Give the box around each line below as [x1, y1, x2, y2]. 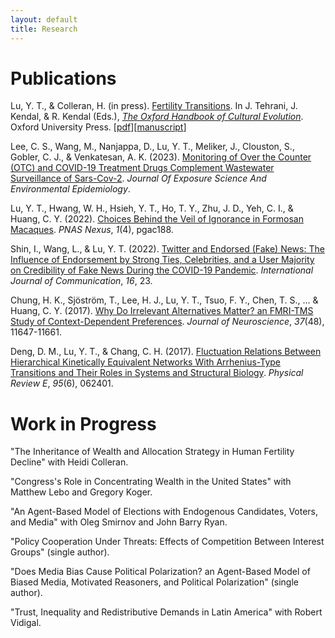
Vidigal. [10, 617, 42, 629]
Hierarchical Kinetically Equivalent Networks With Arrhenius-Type [10, 356, 282, 368]
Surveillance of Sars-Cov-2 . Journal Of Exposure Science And [10, 172, 267, 185]
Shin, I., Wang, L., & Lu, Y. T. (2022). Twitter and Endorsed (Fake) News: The [10, 243, 325, 255]
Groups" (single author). [10, 546, 110, 558]
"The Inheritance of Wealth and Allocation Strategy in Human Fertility [10, 446, 295, 458]
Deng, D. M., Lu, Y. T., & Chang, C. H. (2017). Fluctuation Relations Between [10, 346, 322, 358]
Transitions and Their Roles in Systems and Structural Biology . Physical [10, 367, 304, 379]
